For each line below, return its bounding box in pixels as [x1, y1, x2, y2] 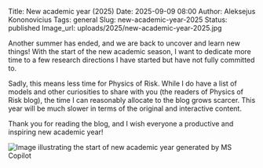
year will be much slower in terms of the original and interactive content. [8, 104, 242, 113]
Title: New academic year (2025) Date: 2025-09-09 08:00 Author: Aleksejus [8, 7, 256, 16]
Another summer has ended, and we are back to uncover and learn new [8, 38, 241, 48]
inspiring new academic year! [8, 127, 104, 137]
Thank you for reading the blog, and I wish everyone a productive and [8, 119, 234, 128]
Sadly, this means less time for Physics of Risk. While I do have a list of [8, 79, 237, 88]
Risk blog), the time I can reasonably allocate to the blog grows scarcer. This [8, 96, 256, 104]
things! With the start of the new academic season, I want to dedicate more [8, 47, 251, 56]
